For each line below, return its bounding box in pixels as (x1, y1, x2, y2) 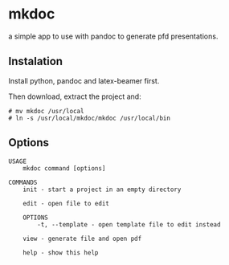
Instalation (8, 55, 63, 68)
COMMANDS (8, 178, 38, 186)
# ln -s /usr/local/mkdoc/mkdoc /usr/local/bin (8, 114, 171, 122)
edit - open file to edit (22, 199, 110, 207)
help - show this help (22, 248, 99, 257)
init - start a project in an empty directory (22, 185, 182, 194)
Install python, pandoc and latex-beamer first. (8, 75, 160, 85)
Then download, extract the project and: (8, 92, 142, 101)
